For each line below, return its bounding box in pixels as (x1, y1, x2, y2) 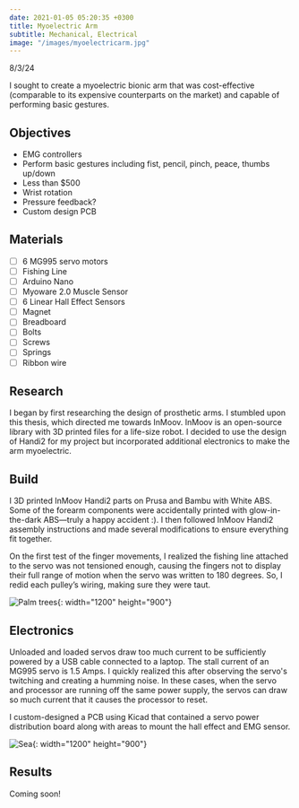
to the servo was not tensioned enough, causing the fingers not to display (9, 560, 282, 571)
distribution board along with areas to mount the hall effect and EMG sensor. (9, 721, 291, 732)
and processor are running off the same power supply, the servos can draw (9, 685, 288, 695)
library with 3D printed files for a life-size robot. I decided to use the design (9, 427, 286, 438)
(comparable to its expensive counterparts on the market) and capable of (9, 90, 280, 100)
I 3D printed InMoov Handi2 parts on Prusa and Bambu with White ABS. (9, 495, 273, 507)
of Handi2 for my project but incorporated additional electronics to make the (9, 436, 291, 447)
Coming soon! (9, 788, 61, 799)
